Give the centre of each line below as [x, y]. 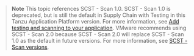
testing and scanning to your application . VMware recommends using [99, 28]
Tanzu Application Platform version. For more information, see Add [95, 21]
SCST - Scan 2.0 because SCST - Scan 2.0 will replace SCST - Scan [98, 34]
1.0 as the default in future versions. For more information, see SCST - [99, 41]
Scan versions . [30, 47]
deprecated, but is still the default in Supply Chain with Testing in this [98, 15]
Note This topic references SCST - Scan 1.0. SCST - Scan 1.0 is [91, 9]
